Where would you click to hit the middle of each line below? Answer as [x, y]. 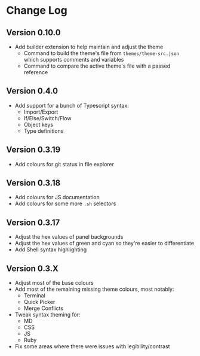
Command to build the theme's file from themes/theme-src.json [101, 53]
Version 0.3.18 [33, 183]
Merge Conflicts [44, 308]
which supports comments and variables [74, 60]
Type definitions [44, 131]
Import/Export [41, 112]
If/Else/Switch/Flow [47, 118]
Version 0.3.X [32, 268]
